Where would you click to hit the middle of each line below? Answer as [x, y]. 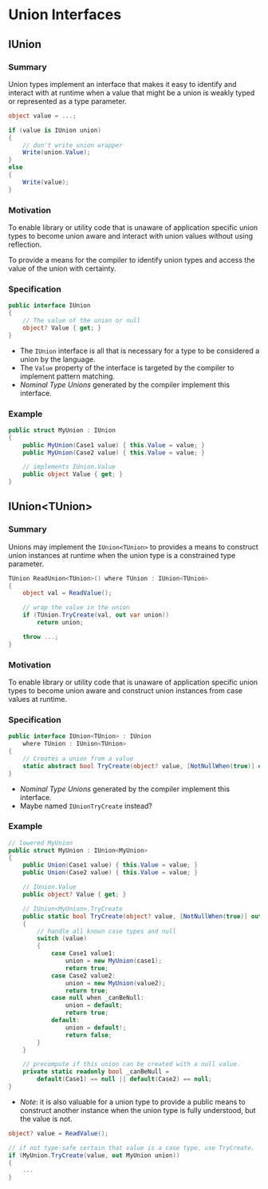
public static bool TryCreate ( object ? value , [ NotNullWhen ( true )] [135, 916]
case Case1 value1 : [83, 953]
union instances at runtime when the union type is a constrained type [122, 555]
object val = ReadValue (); [67, 593]
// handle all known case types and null [107, 931]
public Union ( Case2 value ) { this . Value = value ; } [110, 873]
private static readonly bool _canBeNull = [96, 1072]
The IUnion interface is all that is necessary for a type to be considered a [140, 351]
